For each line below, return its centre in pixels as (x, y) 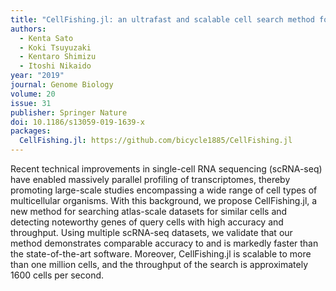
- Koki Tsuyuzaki (55, 47)
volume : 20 (33, 94)
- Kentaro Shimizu (58, 57)
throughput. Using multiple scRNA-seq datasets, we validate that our (151, 232)
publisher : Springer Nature (69, 112)
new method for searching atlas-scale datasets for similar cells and (149, 211)
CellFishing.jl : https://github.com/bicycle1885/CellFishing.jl (156, 141)
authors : (28, 29)
